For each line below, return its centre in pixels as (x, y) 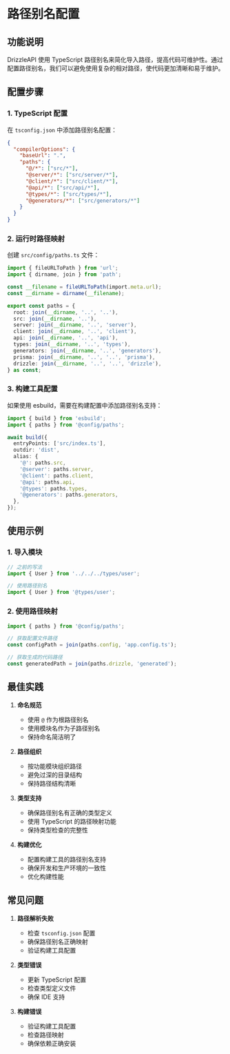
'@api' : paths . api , (48, 482)
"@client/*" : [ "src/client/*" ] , (72, 181)
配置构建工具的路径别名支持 (67, 859)
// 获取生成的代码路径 (35, 657)
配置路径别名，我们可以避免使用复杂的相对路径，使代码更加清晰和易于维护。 (116, 68)
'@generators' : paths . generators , (69, 495)
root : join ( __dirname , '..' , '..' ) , (66, 312)
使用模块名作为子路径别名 (64, 728)
